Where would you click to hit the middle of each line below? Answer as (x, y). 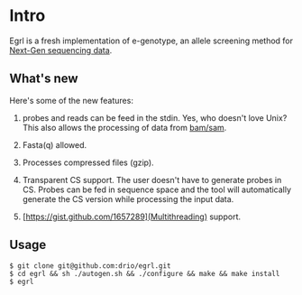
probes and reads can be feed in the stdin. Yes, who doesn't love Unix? (155, 117)
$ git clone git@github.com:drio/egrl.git (90, 266)
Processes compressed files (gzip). (88, 162)
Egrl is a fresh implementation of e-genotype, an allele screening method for (151, 41)
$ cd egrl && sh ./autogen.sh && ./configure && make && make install (145, 273)
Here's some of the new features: (71, 100)
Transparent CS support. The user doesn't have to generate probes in (152, 180)
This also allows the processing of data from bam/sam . (124, 127)
